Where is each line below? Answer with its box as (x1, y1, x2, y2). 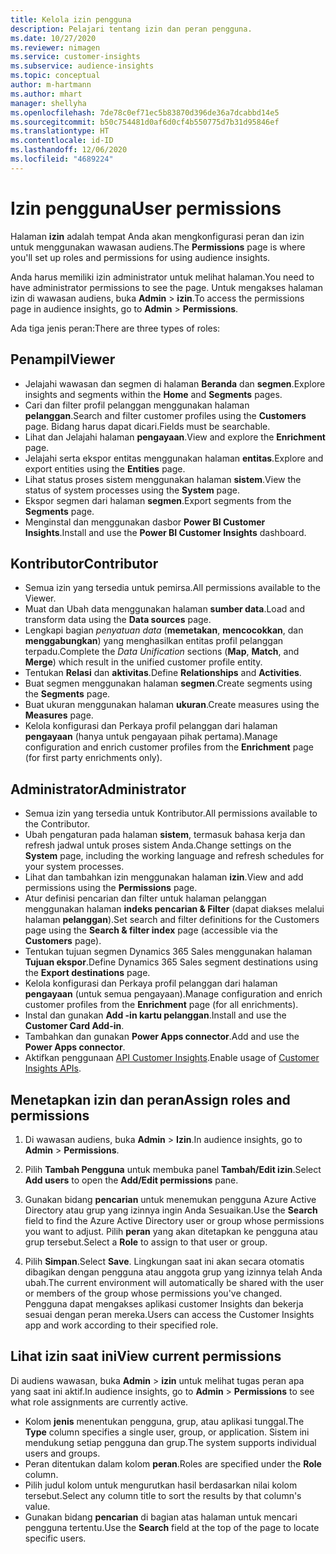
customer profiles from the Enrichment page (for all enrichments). (24, 999, 299, 1011)
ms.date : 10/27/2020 (10, 33, 97, 43)
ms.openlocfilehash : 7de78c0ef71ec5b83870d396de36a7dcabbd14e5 (10, 107, 280, 118)
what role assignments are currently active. (10, 1396, 189, 1408)
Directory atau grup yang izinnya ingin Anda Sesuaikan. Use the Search (24, 1204, 318, 1216)
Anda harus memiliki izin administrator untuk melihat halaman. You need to (10, 271, 315, 283)
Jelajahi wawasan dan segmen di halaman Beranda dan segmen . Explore (24, 377, 326, 390)
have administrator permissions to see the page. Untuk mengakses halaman (10, 281, 323, 293)
